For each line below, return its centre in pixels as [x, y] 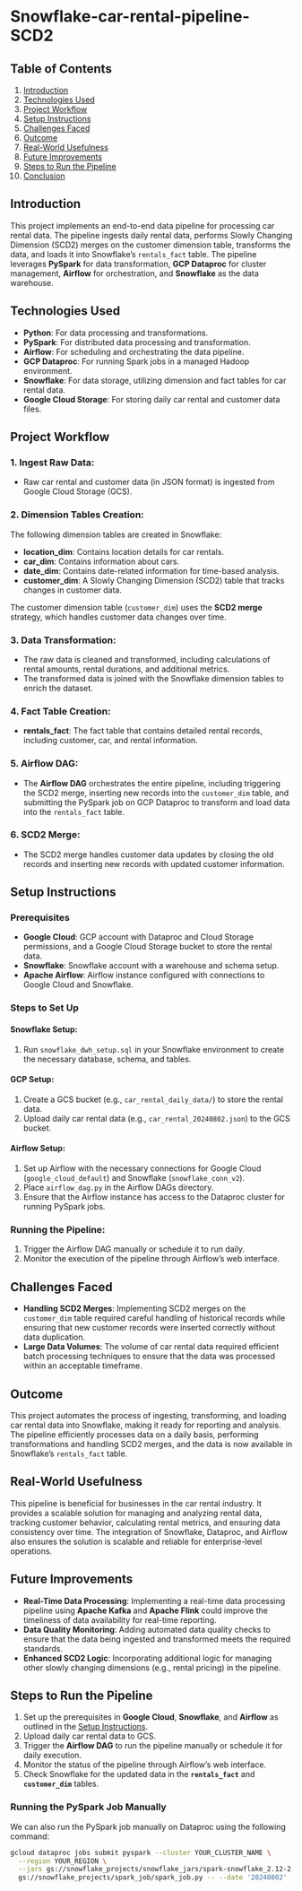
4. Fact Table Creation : [60, 711]
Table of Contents [61, 69]
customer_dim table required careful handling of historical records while [154, 1318]
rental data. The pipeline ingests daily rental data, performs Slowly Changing [151, 235]
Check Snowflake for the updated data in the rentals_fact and [139, 1774]
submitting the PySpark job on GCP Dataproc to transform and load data [156, 802]
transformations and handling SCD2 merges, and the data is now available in [151, 1444]
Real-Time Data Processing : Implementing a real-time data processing [154, 1600]
